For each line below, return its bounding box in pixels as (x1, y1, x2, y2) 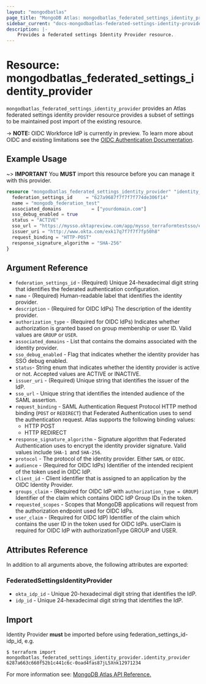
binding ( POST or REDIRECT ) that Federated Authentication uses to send (15, 410, 192, 417)
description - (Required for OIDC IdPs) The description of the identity (15, 305, 192, 313)
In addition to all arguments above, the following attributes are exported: (6, 561, 189, 569)
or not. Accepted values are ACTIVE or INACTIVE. (15, 370, 141, 378)
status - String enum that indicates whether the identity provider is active (15, 363, 200, 371)
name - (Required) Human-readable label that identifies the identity (15, 292, 183, 300)
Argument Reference (6, 262, 88, 273)
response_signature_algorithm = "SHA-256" (12, 240, 122, 246)
